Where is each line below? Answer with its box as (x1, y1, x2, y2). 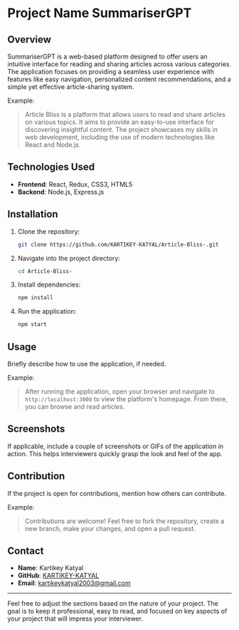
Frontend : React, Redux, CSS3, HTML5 (17, 180, 133, 188)
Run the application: (17, 307, 77, 316)
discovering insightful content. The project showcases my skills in (24, 125, 218, 133)
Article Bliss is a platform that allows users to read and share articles (24, 110, 225, 118)
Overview (7, 33, 52, 46)
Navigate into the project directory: (17, 254, 121, 262)
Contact (7, 544, 44, 557)
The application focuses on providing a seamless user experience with (7, 68, 215, 76)
